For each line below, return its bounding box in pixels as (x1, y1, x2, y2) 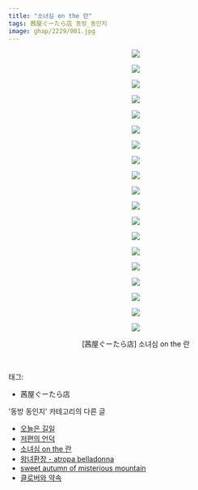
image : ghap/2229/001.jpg (8, 27, 95, 35)
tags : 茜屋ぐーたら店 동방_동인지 (8, 19, 107, 28)
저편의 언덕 (19, 434, 56, 444)
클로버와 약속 (19, 473, 62, 483)
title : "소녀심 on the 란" (8, 11, 93, 20)
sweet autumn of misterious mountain (19, 463, 147, 473)
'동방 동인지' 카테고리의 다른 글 (8, 406, 106, 416)
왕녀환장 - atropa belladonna (19, 454, 115, 464)
